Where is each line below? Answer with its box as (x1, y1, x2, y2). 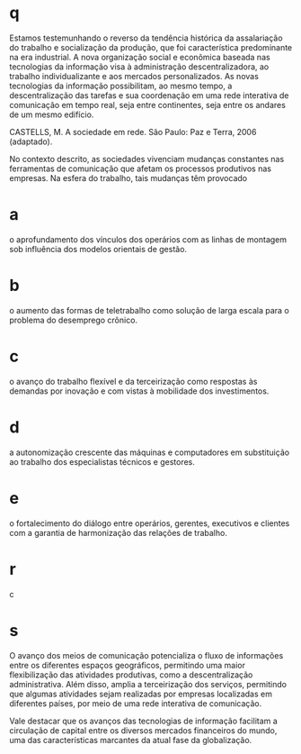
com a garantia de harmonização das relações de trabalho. (9, 527, 227, 538)
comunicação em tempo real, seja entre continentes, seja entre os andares (9, 99, 286, 110)
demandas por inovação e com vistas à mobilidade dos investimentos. (9, 386, 270, 396)
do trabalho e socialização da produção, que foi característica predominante (9, 41, 293, 52)
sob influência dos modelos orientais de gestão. (9, 243, 187, 254)
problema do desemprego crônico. (9, 314, 137, 325)
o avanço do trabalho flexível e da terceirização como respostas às (9, 376, 258, 386)
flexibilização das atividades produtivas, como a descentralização (9, 669, 253, 680)
